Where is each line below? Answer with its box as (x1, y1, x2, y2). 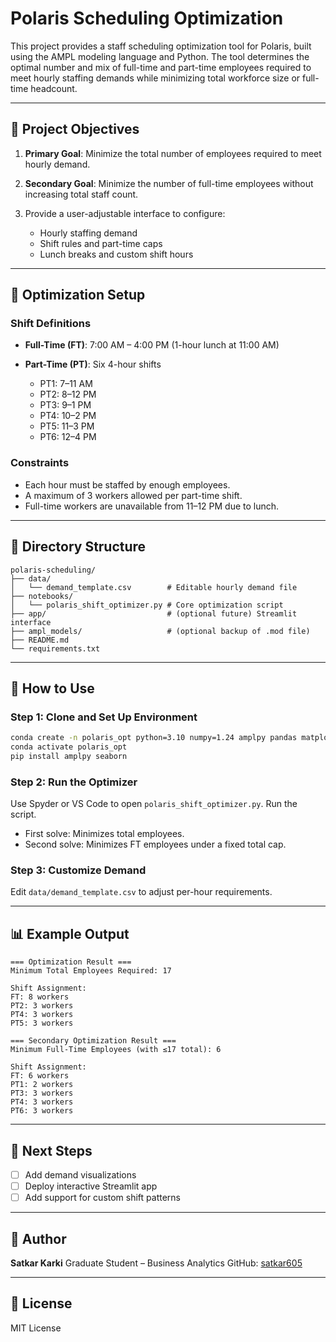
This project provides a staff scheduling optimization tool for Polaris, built (10, 40, 312, 52)
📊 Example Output (10, 925, 130, 942)
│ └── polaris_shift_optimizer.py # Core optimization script (10, 600, 284, 610)
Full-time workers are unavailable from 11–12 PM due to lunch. (24, 500, 280, 512)
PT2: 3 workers (10, 1001, 74, 1011)
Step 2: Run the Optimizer (10, 775, 138, 789)
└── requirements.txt (10, 643, 101, 654)
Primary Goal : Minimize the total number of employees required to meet (24, 147, 322, 159)
